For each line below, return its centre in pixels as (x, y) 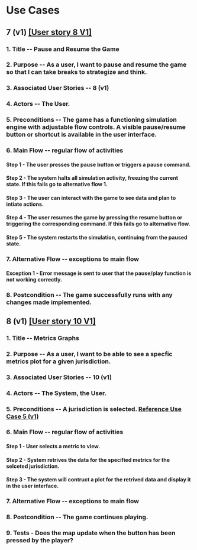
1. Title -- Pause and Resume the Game (63, 49)
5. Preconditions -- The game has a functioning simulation (92, 120)
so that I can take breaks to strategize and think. (77, 72)
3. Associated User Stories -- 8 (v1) (58, 88)
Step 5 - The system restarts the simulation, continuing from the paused (97, 238)
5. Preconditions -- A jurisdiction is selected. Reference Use (94, 409)
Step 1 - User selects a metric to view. (53, 447)
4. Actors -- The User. (38, 104)
